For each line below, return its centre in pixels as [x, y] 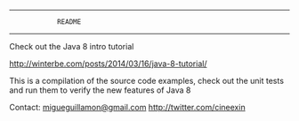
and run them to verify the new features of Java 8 [100, 90]
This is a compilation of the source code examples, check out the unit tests [147, 81]
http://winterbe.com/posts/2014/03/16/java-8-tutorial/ [108, 64]
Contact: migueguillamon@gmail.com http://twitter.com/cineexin [128, 107]
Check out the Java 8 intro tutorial [72, 46]
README [69, 22]
